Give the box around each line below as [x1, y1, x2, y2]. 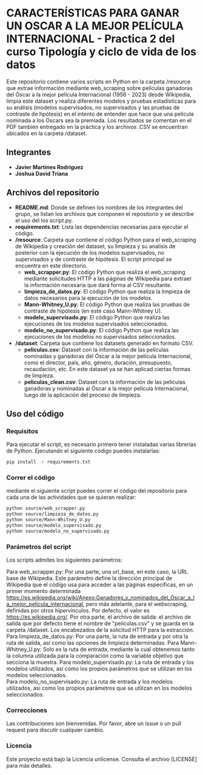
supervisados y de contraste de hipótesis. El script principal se [15, 255, 172, 263]
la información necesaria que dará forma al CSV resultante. [24, 281, 172, 288]
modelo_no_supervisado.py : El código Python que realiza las [24, 326, 179, 334]
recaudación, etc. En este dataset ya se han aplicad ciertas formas [24, 365, 191, 372]
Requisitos [6, 426, 38, 435]
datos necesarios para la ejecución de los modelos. [24, 294, 153, 301]
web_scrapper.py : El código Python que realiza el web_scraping [24, 268, 186, 276]
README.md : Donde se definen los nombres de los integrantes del [15, 204, 183, 211]
